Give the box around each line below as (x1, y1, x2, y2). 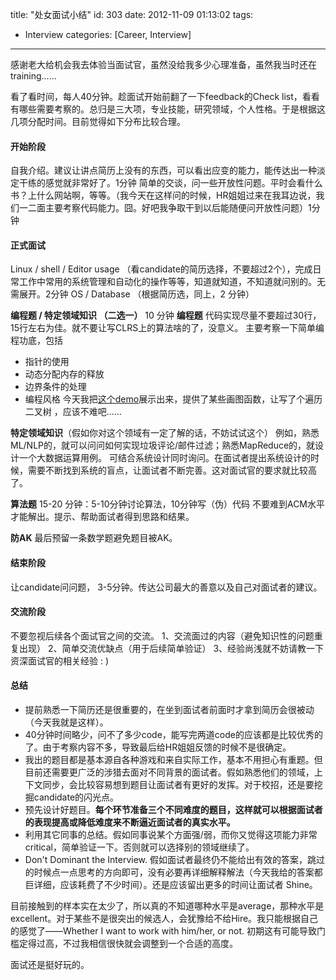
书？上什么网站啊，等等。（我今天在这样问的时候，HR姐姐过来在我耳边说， (10, 189, 317, 202)
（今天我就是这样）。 (24, 716, 109, 728)
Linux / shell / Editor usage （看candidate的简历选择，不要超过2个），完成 (10, 263, 313, 275)
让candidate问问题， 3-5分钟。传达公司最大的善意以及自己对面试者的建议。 (10, 581, 323, 593)
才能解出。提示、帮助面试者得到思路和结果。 (10, 511, 195, 523)
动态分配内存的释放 (24, 368, 105, 380)
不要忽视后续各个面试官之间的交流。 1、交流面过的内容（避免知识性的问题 (10, 629, 315, 642)
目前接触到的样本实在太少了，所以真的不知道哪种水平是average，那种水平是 (10, 900, 325, 912)
